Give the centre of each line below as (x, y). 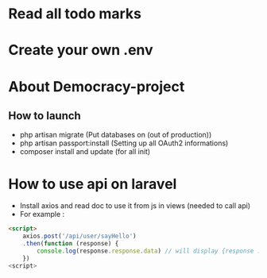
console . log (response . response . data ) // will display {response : (149, 251)
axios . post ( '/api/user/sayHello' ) (79, 236)
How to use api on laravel (93, 184)
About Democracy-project (97, 86)
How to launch (44, 116)
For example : (42, 214)
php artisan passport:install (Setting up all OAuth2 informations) (124, 143)
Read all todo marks (75, 14)
